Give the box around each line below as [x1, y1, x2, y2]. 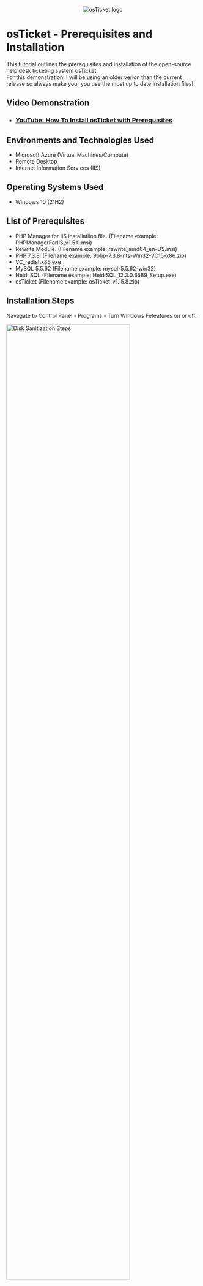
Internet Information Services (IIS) [15, 164, 101, 171]
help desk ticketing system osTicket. [6, 67, 98, 74]
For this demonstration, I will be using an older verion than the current [6, 73, 182, 81]
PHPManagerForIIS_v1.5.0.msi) [15, 239, 93, 246]
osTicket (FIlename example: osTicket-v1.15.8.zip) [15, 277, 140, 285]
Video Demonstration [6, 98, 90, 108]
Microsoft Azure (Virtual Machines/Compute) [15, 151, 129, 159]
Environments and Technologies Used [6, 135, 155, 145]
